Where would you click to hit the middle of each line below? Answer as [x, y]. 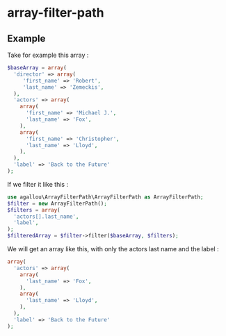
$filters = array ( [34, 210]
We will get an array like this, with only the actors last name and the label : [113, 249]
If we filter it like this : [38, 184]
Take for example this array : [48, 55]
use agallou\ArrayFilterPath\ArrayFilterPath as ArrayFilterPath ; [105, 197]
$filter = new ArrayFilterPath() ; [57, 203]
